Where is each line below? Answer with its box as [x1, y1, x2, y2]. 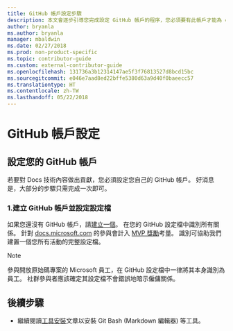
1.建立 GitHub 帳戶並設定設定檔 [7, 203, 112, 212]
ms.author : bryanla [7, 29, 64, 37]
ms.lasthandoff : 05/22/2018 [7, 94, 89, 101]
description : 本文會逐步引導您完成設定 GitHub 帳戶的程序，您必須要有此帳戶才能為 [7, 17, 223, 24]
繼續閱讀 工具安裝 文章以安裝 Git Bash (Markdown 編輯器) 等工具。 [17, 316, 205, 325]
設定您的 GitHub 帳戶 [7, 155, 98, 167]
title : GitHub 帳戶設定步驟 [7, 10, 82, 17]
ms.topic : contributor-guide [7, 56, 92, 62]
